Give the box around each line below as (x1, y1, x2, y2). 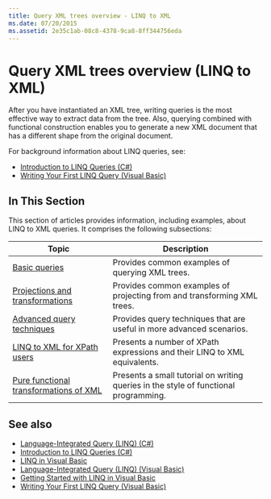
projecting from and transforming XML (112, 290, 258, 301)
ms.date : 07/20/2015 (8, 19, 78, 27)
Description (162, 243, 209, 255)
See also (8, 417, 52, 431)
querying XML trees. (112, 267, 190, 278)
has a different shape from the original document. (8, 131, 173, 141)
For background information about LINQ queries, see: (8, 147, 186, 156)
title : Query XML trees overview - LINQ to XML (8, 11, 172, 20)
